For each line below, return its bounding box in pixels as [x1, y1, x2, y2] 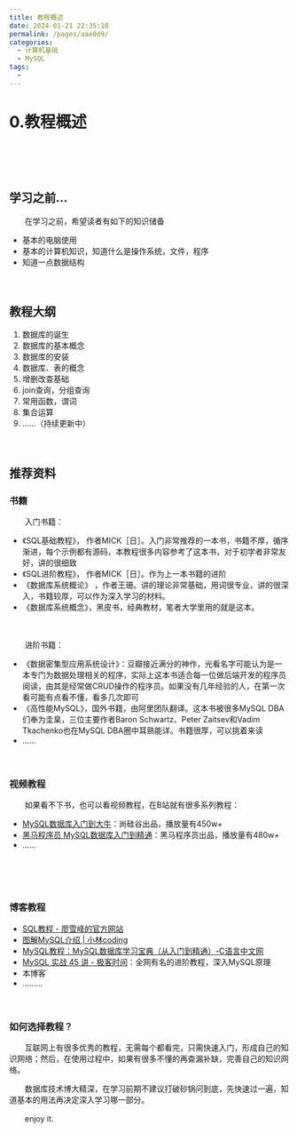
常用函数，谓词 [21, 396, 77, 407]
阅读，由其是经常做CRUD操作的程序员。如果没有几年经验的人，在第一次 [21, 681, 285, 691]
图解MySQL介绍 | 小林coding [21, 934, 129, 945]
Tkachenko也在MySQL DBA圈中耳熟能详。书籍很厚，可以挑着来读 [21, 725, 263, 736]
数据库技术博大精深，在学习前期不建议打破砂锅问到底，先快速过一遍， [24, 1083, 281, 1094]
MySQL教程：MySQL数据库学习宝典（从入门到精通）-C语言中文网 [21, 945, 264, 956]
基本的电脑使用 [21, 235, 77, 245]
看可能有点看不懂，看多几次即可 [21, 692, 139, 702]
